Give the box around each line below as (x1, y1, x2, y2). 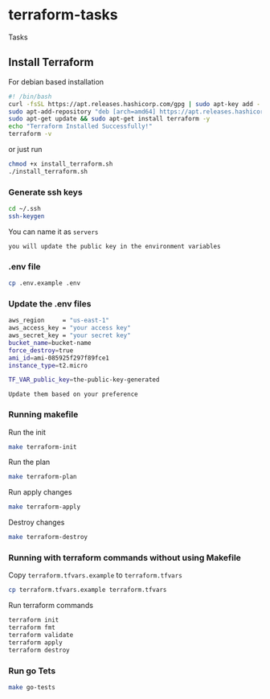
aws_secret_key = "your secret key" (8, 331, 131, 339)
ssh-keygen (8, 212, 45, 220)
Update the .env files (8, 298, 92, 309)
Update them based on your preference (8, 390, 138, 399)
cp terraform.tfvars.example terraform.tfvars (8, 586, 167, 594)
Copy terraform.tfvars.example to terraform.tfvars (8, 570, 182, 580)
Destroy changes (8, 517, 65, 528)
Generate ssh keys (8, 187, 83, 198)
